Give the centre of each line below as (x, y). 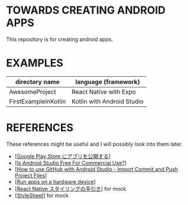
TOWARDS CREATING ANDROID (86, 10)
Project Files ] (31, 175)
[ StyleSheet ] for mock (42, 195)
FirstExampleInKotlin (38, 101)
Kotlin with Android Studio (108, 101)
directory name (38, 82)
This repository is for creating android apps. (60, 39)
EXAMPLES (35, 63)
